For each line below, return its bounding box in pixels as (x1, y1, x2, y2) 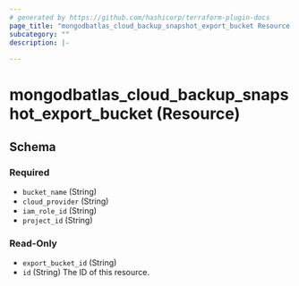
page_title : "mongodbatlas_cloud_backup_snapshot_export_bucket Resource (9, 21, 291, 30)
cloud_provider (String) (21, 196, 109, 206)
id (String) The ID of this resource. (21, 267, 150, 278)
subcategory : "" (9, 29, 70, 38)
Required (9, 166, 50, 179)
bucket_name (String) (21, 187, 97, 197)
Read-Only (9, 237, 58, 249)
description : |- (9, 38, 70, 47)
